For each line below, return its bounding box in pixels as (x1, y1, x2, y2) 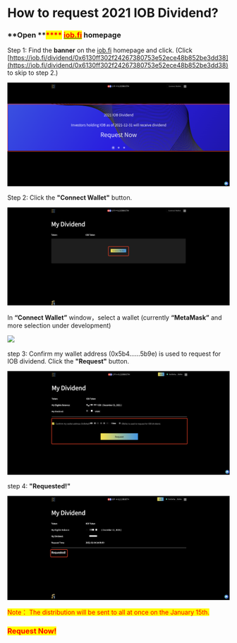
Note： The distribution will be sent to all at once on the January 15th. (7, 608, 210, 617)
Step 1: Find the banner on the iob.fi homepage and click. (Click (7, 46, 193, 54)
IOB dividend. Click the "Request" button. (7, 356, 130, 365)
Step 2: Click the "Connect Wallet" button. (7, 193, 133, 202)
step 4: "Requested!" (7, 482, 71, 491)
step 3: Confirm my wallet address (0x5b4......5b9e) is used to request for (7, 349, 221, 358)
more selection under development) (7, 321, 111, 330)
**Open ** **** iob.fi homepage (7, 30, 121, 40)
